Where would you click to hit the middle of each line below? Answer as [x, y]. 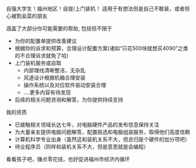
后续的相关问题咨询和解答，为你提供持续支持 [69, 100]
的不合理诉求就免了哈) [41, 56]
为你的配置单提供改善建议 [46, 41]
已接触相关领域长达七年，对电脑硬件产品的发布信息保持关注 [87, 125]
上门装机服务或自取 [38, 63]
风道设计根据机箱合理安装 [54, 78]
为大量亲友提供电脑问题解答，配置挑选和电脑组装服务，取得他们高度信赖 [102, 132]
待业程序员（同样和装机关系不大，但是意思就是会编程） [82, 147]
